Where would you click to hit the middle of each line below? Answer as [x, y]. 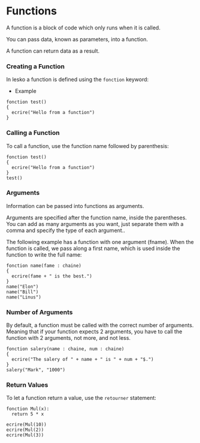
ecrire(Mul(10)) [26, 425]
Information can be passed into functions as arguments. [75, 206]
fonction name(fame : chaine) [44, 266]
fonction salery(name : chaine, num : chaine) [65, 349]
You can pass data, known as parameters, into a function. [77, 39]
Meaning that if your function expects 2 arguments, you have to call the [94, 332]
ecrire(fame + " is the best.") [52, 276]
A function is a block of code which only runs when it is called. [83, 28]
